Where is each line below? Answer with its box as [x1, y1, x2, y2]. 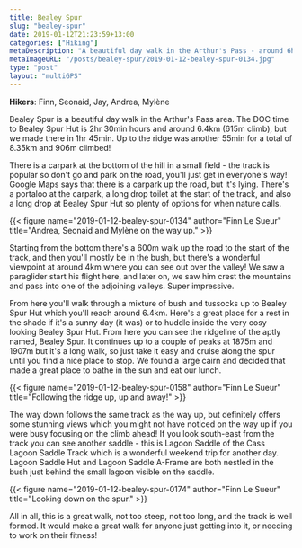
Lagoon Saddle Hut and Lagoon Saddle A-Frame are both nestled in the [9, 456, 274, 467]
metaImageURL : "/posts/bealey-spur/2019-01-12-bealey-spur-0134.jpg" [9, 55, 276, 64]
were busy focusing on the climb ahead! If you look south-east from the [9, 428, 275, 438]
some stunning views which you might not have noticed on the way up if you [9, 419, 293, 429]
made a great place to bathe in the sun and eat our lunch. [9, 365, 222, 376]
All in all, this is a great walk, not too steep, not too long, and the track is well [9, 510, 293, 521]
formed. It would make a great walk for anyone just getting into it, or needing [9, 520, 293, 531]
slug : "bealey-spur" [9, 22, 87, 31]
